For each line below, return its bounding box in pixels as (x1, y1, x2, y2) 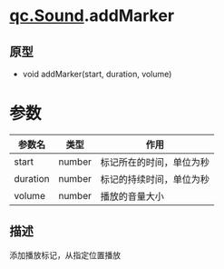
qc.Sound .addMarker (9, 5, 175, 26)
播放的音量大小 (100, 190, 165, 203)
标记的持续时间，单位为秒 (100, 173, 210, 185)
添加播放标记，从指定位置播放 (9, 249, 121, 260)
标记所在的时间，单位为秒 (100, 155, 210, 168)
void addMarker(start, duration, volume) (22, 69, 172, 79)
